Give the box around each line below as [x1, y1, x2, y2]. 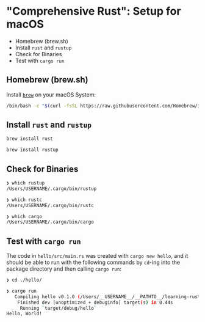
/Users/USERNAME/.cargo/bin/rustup [6, 185, 97, 192]
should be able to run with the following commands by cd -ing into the [6, 258, 181, 266]
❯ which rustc [6, 197, 43, 203]
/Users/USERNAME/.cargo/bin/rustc [6, 202, 95, 208]
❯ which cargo [6, 213, 43, 219]
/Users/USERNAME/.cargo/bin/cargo [6, 219, 95, 225]
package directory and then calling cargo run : [6, 265, 122, 273]
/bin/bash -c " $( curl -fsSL [6, 103, 78, 109]
